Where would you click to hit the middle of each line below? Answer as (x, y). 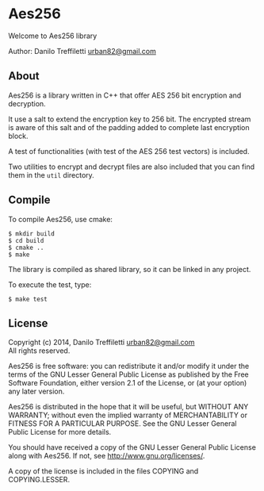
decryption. (27, 103)
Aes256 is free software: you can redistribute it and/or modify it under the (129, 366)
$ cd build (26, 240)
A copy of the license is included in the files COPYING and (103, 471)
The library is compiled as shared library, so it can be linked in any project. (130, 269)
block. (19, 136)
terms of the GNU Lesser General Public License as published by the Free (128, 374)
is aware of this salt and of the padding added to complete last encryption (129, 127)
